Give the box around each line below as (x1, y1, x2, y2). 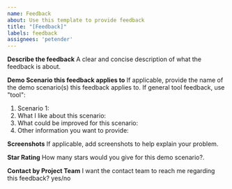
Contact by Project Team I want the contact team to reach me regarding (7, 167, 215, 175)
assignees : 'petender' (7, 36, 73, 43)
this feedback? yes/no (7, 174, 71, 183)
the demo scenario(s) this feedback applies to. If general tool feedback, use (7, 83, 225, 92)
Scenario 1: (17, 104, 49, 113)
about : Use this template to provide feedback (7, 17, 145, 24)
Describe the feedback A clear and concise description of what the (7, 55, 202, 63)
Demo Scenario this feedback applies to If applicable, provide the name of (7, 76, 224, 84)
